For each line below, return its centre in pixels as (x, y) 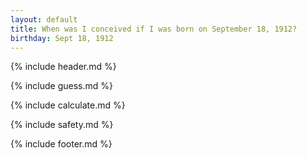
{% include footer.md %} (61, 144)
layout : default (44, 19)
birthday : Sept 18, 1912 (62, 38)
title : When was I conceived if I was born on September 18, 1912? (154, 29)
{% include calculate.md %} (68, 105)
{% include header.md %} (63, 67)
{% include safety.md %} (62, 125)
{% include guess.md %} (61, 86)
